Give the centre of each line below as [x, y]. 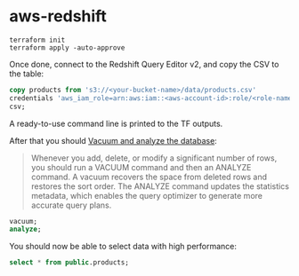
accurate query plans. [71, 205]
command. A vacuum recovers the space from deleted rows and [149, 177]
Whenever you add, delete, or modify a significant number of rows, [154, 158]
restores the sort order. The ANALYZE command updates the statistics [160, 186]
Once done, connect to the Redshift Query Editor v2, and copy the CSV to [144, 64]
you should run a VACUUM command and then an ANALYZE [141, 167]
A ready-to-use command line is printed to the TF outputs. [116, 123]
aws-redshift [58, 16]
